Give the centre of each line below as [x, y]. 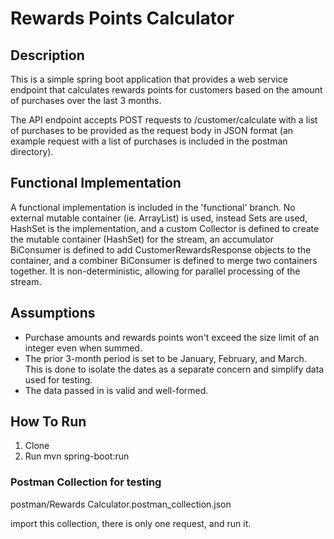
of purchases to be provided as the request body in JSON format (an [152, 130]
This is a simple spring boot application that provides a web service [149, 79]
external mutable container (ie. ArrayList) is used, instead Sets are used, [159, 218]
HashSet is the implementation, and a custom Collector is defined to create [165, 228]
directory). [32, 151]
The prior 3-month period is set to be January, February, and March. [165, 358]
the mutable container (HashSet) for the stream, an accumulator [142, 239]
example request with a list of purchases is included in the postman [149, 141]
